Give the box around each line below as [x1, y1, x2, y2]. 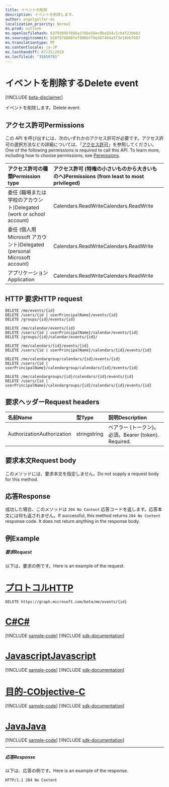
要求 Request [5, 549, 32, 555]
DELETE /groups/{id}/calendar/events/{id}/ [5, 334, 98, 340]
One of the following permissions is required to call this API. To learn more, [5, 147, 160, 153]
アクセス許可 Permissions [5, 121, 84, 129]
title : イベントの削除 [5, 7, 48, 13]
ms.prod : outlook [5, 26, 42, 31]
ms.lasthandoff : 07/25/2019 [5, 49, 64, 54]
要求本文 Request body [5, 456, 76, 465]
